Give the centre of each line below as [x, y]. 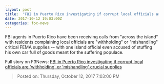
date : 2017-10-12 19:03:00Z [34, 18]
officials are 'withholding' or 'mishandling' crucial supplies [63, 67]
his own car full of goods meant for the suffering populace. [64, 52]
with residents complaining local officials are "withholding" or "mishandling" [82, 42]
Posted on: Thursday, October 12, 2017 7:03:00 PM [68, 76]
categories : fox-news [27, 23]
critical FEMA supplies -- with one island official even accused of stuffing [79, 47]
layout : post [18, 9]
